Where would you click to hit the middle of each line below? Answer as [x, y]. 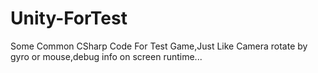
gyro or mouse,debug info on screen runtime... [106, 56]
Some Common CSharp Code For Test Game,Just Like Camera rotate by [159, 46]
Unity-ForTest [69, 18]
